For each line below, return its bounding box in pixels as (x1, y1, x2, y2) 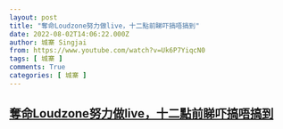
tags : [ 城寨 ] (9, 54, 63, 63)
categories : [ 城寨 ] (9, 71, 87, 80)
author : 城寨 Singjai (9, 37, 87, 47)
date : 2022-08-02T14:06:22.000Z (9, 29, 129, 38)
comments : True (9, 63, 66, 72)
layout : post (9, 12, 58, 22)
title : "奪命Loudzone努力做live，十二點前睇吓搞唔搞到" (9, 21, 200, 30)
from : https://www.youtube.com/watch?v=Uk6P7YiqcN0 (9, 46, 205, 55)
